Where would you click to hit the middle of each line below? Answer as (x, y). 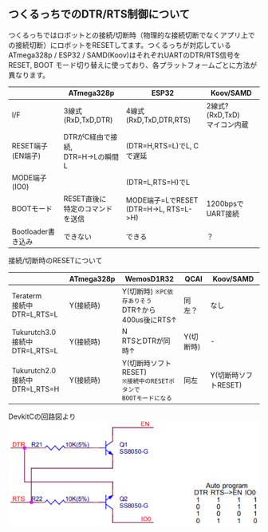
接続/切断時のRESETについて (55, 261)
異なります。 (29, 75)
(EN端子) (26, 156)
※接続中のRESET (146, 381)
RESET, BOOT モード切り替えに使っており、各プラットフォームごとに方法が (133, 65)
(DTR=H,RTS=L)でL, (159, 146)
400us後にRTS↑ (150, 319)
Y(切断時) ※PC (145, 291)
